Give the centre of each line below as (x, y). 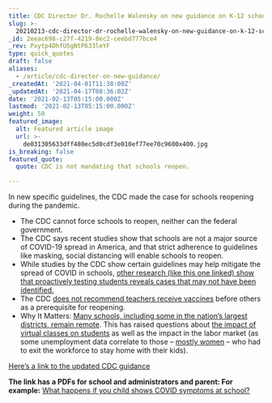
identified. (37, 290)
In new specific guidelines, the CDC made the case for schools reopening (131, 197)
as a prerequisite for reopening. (72, 307)
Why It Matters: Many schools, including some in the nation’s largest (134, 316)
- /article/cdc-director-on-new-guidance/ (88, 76)
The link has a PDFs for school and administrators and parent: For (121, 382)
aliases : (23, 69)
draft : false (30, 62)
